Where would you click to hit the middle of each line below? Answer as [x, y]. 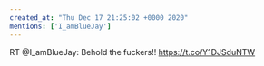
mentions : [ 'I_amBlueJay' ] [60, 26]
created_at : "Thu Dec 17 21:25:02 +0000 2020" [99, 18]
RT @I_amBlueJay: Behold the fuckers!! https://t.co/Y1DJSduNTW [132, 52]
